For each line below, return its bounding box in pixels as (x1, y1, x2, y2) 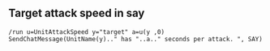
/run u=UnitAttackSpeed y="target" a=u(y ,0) (8, 28, 165, 36)
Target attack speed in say (8, 6, 145, 20)
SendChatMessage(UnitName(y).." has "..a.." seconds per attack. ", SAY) (8, 35, 264, 43)
